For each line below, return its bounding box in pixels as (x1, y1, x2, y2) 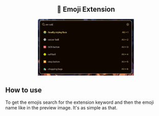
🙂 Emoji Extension (57, 5, 115, 14)
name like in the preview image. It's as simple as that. (5, 105, 118, 111)
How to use (5, 85, 42, 95)
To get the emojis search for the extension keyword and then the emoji (5, 99, 154, 105)
